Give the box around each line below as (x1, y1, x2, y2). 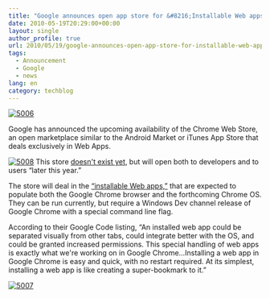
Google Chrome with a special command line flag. (8, 207, 174, 217)
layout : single (8, 27, 59, 35)
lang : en (8, 79, 38, 87)
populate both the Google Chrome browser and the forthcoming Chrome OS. (8, 190, 262, 200)
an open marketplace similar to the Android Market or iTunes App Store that (8, 133, 259, 143)
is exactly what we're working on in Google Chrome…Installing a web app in (8, 248, 260, 258)
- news (15, 72, 38, 80)
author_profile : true (8, 34, 81, 43)
